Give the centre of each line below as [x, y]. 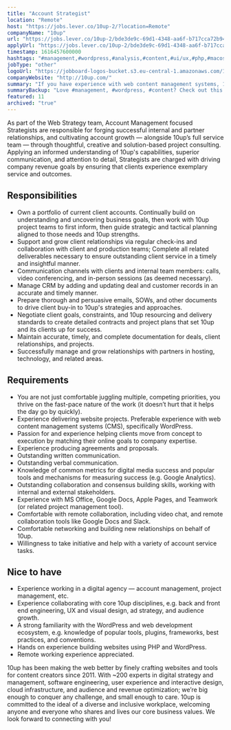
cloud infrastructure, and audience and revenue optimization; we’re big [108, 690]
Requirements [38, 380]
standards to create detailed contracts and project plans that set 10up [115, 322]
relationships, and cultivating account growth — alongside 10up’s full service [115, 137]
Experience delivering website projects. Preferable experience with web [119, 419]
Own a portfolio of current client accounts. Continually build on [106, 212]
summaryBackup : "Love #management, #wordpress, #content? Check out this [115, 90]
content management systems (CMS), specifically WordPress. [105, 426]
